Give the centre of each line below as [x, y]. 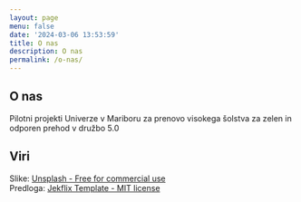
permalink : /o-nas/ [46, 60]
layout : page [34, 18]
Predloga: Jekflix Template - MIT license [85, 188]
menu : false [32, 26]
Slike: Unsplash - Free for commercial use [87, 178]
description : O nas [46, 52]
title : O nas [34, 43]
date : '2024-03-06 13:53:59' [64, 34]
